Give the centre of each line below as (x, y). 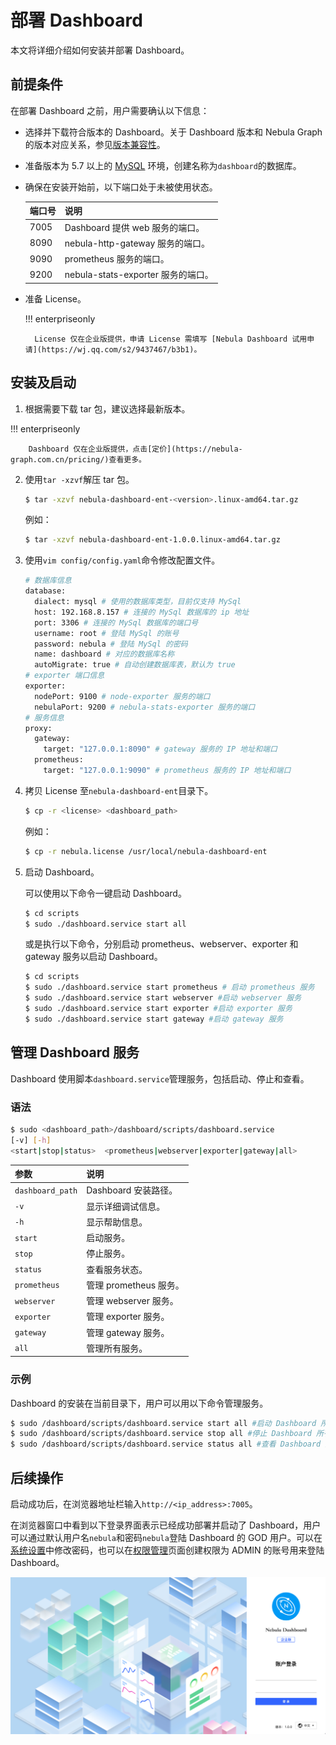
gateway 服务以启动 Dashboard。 (93, 957)
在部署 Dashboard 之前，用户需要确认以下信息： (110, 110)
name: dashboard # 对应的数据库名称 (104, 654)
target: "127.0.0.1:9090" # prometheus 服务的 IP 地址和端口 (167, 771)
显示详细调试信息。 (126, 1206)
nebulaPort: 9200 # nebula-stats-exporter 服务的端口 (145, 707)
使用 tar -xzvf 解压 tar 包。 (79, 479)
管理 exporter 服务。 (128, 1317)
